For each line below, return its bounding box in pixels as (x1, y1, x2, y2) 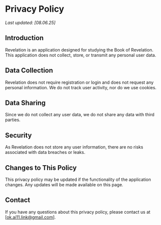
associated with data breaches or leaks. (5, 150, 86, 155)
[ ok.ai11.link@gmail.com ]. (5, 214, 56, 220)
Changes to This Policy (5, 163, 77, 172)
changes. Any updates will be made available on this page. (5, 182, 123, 187)
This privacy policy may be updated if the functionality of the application (5, 176, 151, 182)
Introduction (5, 34, 44, 42)
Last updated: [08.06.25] (5, 20, 56, 25)
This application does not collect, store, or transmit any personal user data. (5, 52, 157, 58)
